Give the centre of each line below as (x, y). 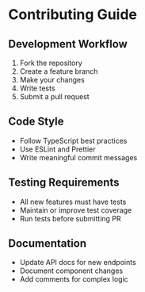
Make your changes (52, 80)
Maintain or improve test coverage (76, 210)
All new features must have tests (73, 202)
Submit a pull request (54, 96)
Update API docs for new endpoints (78, 263)
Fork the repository (51, 63)
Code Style (36, 122)
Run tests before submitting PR (70, 218)
